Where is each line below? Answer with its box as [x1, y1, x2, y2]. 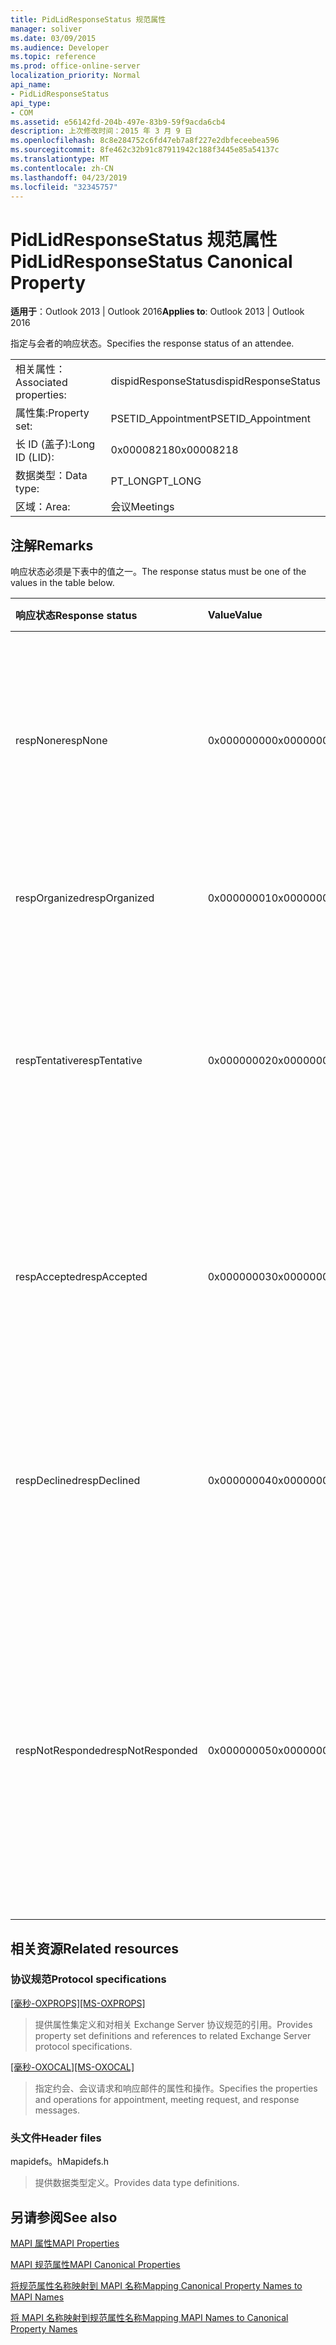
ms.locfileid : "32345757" [10, 182, 118, 192]
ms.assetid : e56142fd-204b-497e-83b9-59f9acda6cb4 [10, 117, 226, 127]
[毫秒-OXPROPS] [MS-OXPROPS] [10, 1997, 146, 2009]
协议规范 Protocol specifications [10, 1972, 167, 1986]
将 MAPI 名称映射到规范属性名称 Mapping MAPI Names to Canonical [10, 2311, 289, 2323]
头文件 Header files [10, 2131, 102, 2145]
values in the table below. [10, 577, 115, 589]
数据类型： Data [15, 469, 88, 483]
